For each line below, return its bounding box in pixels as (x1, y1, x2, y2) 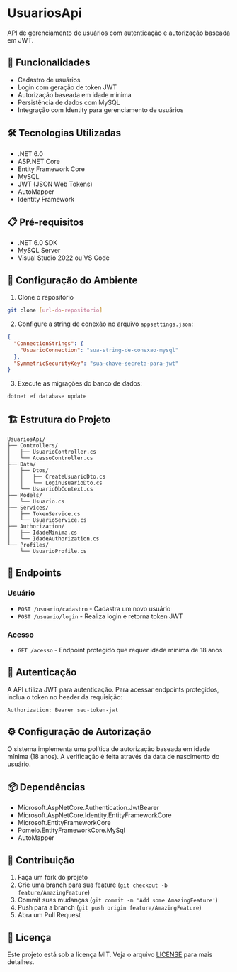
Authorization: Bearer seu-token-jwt (7, 706, 119, 714)
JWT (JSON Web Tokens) (17, 180, 93, 188)
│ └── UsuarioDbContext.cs (7, 486, 93, 493)
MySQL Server (17, 246, 61, 255)
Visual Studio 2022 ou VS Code (17, 253, 110, 262)
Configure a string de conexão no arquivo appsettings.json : (17, 320, 193, 328)
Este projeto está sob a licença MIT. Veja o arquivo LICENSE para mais (7, 950, 213, 959)
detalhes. (7, 958, 35, 966)
